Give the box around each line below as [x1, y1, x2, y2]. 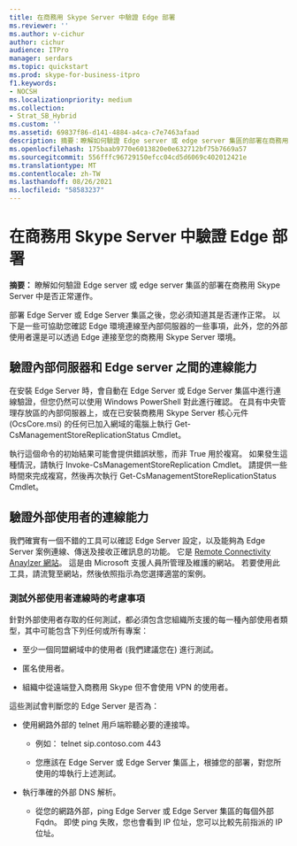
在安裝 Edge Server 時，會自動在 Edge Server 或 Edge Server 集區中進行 [9, 385, 274, 396]
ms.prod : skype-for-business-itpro [9, 71, 141, 80]
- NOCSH [9, 87, 38, 96]
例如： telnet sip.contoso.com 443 [34, 738, 162, 749]
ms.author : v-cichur [9, 29, 86, 38]
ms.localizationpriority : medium [9, 95, 133, 104]
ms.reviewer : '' [9, 21, 69, 30]
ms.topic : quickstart [9, 63, 89, 72]
